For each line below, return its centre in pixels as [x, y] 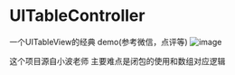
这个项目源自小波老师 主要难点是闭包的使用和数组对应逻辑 [117, 61]
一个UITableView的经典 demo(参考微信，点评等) [99, 42]
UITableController [77, 16]
